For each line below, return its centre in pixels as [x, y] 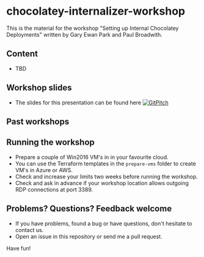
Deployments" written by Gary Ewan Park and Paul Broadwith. [85, 34]
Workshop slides [39, 88]
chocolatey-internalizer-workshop [96, 11]
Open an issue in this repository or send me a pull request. [89, 236]
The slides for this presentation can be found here [78, 103]
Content [22, 54]
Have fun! [19, 248]
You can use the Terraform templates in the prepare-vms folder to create [106, 164]
